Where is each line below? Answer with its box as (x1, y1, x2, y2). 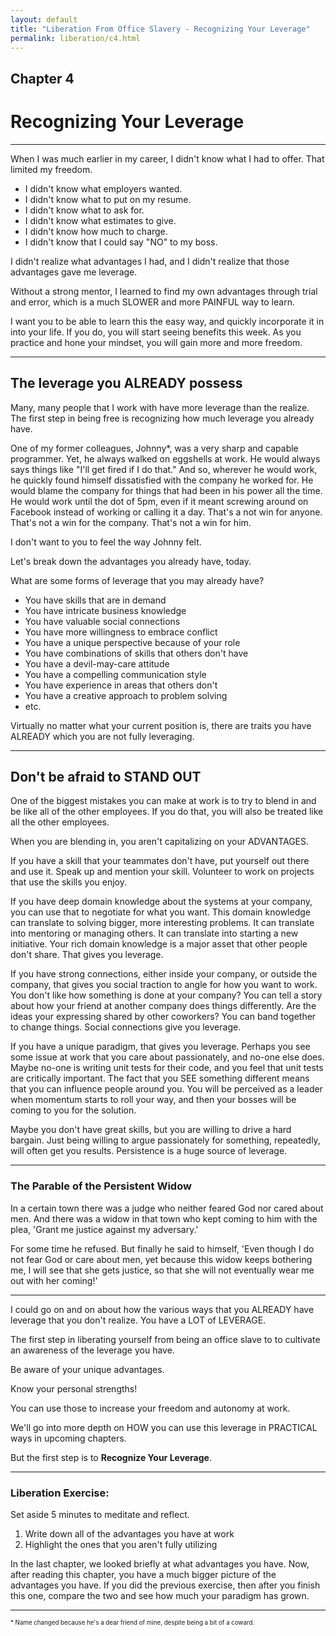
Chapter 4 (10, 70, 75, 87)
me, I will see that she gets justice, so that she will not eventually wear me (10, 1264, 315, 1276)
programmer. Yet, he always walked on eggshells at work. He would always (10, 452, 321, 465)
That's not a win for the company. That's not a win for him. (10, 516, 252, 528)
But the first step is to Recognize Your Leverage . (10, 1451, 212, 1463)
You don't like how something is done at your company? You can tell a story (10, 989, 323, 1001)
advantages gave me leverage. (10, 266, 138, 278)
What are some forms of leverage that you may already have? (10, 574, 265, 586)
